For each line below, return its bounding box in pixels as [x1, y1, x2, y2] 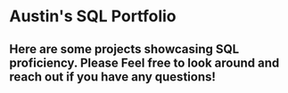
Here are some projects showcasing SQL [9, 42, 240, 57]
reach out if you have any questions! [9, 69, 217, 84]
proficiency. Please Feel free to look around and [9, 55, 280, 70]
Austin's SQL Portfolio [9, 6, 177, 27]
